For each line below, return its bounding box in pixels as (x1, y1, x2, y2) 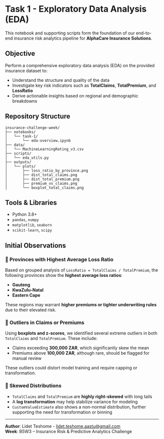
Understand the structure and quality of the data (12, 77, 110, 83)
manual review (12, 355, 42, 361)
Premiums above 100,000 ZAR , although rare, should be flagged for (12, 350, 150, 356)
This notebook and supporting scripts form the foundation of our (5, 30, 135, 36)
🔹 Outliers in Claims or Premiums (5, 319, 84, 326)
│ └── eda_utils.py (5, 155, 49, 160)
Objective (5, 49, 36, 58)
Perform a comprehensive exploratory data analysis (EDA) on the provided (5, 62, 155, 68)
